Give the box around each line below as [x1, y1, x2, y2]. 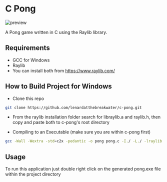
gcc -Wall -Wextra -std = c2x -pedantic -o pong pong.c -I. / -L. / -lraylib [5, 138, 162, 144]
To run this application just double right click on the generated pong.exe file [5, 166, 161, 172]
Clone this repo [12, 95, 44, 101]
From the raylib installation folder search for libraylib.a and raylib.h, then [12, 114, 161, 120]
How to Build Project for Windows [5, 82, 112, 90]
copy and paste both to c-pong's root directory [12, 119, 110, 125]
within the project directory [5, 171, 61, 177]
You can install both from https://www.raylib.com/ [12, 67, 115, 73]
